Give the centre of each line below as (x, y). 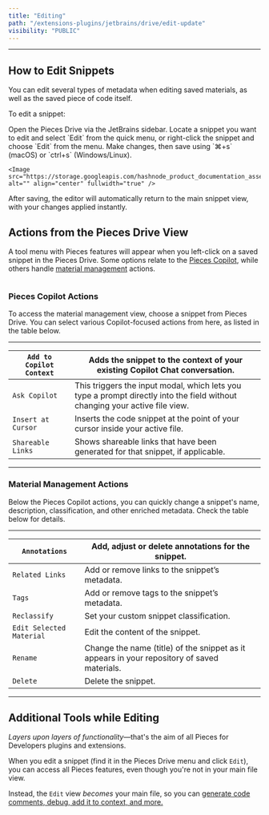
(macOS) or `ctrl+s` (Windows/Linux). (70, 155)
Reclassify (33, 615)
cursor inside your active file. (129, 429)
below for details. (37, 518)
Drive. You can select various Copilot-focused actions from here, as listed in (134, 322)
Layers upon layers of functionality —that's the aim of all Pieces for (118, 737)
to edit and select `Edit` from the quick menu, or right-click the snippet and (131, 138)
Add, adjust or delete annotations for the (171, 546)
